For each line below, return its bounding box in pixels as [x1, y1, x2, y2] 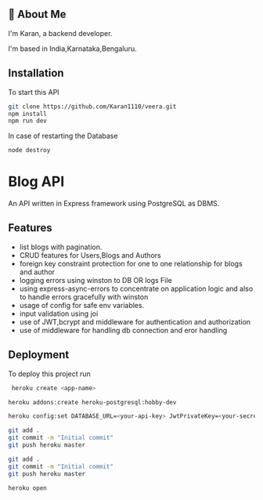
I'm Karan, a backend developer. [8, 28, 113, 38]
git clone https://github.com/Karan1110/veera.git [8, 103, 177, 111]
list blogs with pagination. [19, 242, 103, 252]
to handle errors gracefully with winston [19, 292, 149, 302]
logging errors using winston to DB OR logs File [19, 275, 172, 284]
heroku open [8, 484, 47, 492]
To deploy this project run [8, 369, 92, 379]
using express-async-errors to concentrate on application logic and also [19, 284, 254, 293]
